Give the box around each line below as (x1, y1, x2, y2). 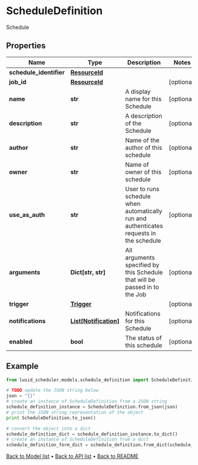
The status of (125, 333, 162, 342)
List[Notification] (70, 317, 120, 325)
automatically (125, 207, 163, 215)
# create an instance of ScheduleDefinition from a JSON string (6, 398, 167, 405)
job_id (9, 78, 27, 86)
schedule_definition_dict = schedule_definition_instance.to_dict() (6, 431, 178, 437)
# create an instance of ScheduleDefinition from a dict (6, 437, 149, 443)
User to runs (125, 185, 160, 193)
